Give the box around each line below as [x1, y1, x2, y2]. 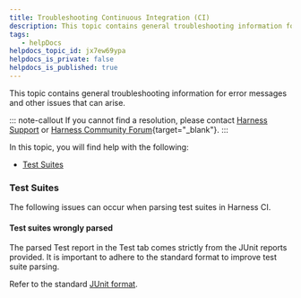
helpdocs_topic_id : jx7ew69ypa [9, 47, 126, 56]
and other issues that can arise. [9, 97, 125, 108]
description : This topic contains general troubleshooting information [9, 22, 282, 31]
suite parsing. [9, 261, 60, 272]
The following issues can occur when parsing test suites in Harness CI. [9, 202, 271, 213]
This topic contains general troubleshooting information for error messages [9, 87, 288, 99]
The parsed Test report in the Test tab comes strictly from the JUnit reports [9, 242, 288, 253]
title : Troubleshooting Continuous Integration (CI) [9, 13, 211, 22]
